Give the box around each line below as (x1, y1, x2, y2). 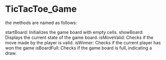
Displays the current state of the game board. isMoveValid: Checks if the (5, 34, 154, 40)
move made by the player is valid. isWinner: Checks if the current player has (5, 39, 161, 45)
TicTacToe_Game (5, 3, 77, 15)
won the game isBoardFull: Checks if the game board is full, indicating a (5, 45, 152, 51)
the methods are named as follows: (5, 20, 77, 26)
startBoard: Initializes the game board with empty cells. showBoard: (5, 29, 144, 35)
